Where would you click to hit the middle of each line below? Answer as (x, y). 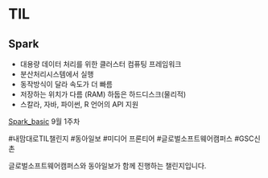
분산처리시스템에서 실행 (57, 74)
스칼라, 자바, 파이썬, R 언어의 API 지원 (79, 104)
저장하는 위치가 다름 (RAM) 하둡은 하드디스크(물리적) (103, 94)
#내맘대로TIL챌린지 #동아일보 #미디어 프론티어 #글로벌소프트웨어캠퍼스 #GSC (131, 139)
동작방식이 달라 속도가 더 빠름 (66, 84)
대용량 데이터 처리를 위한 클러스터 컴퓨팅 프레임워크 (101, 64)
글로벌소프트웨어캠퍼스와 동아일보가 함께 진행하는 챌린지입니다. (107, 166)
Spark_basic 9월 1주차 (44, 121)
